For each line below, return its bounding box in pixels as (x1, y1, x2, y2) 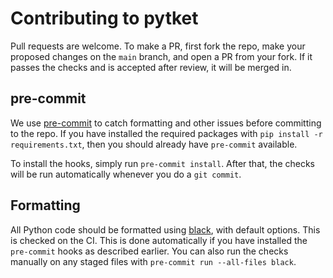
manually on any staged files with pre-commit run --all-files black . (10, 255, 297, 267)
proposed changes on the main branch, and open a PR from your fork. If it (10, 50, 313, 62)
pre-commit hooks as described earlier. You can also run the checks (10, 245, 289, 257)
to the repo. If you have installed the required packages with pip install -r (10, 127, 323, 139)
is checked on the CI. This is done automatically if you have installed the (10, 234, 308, 246)
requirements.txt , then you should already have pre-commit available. (10, 138, 298, 150)
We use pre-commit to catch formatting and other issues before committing (10, 117, 322, 129)
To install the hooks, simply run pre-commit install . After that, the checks (10, 157, 316, 169)
